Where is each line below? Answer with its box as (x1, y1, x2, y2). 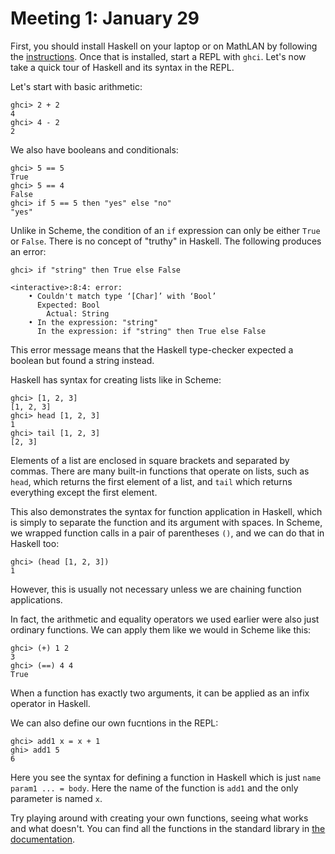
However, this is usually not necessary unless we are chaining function (10, 583, 302, 595)
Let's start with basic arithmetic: (10, 80, 143, 92)
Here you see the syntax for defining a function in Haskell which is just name (10, 771, 322, 783)
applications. (10, 593, 63, 606)
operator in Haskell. (10, 697, 91, 709)
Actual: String (46, 308, 110, 319)
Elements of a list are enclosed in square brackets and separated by (10, 454, 290, 466)
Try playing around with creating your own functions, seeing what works (10, 812, 309, 824)
